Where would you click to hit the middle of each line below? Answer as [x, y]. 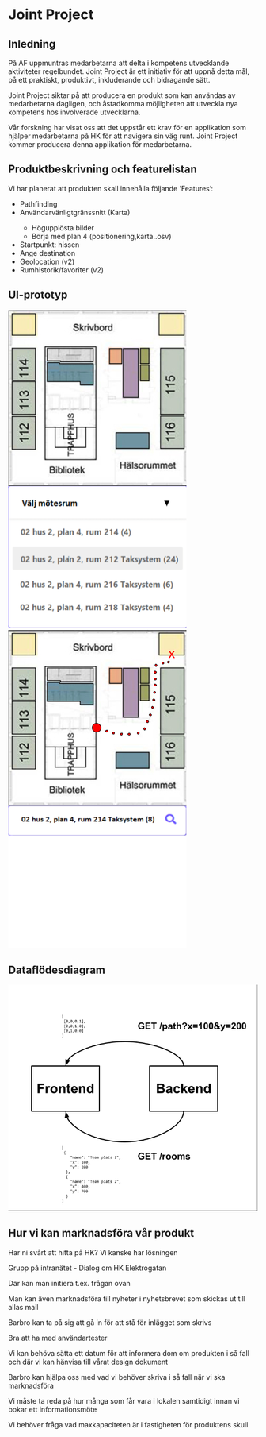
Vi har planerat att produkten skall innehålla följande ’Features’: [111, 188]
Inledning [32, 44]
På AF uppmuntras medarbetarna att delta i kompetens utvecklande [119, 63]
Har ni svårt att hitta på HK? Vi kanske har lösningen [93, 1252]
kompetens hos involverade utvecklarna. [74, 112]
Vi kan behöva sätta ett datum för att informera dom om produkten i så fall [129, 1353]
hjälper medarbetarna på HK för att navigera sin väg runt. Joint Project [123, 136]
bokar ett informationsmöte [53, 1409]
